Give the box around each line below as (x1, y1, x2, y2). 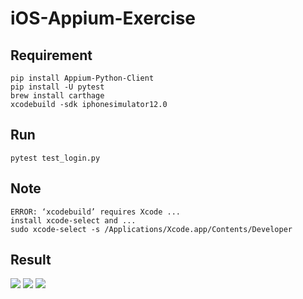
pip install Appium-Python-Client (10, 73, 155, 83)
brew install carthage (10, 91, 105, 101)
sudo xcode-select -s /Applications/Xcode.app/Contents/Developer (10, 224, 293, 234)
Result (10, 252, 52, 269)
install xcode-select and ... (10, 215, 137, 226)
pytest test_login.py (10, 153, 101, 163)
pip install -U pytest (10, 82, 105, 92)
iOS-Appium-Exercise (10, 7, 197, 30)
